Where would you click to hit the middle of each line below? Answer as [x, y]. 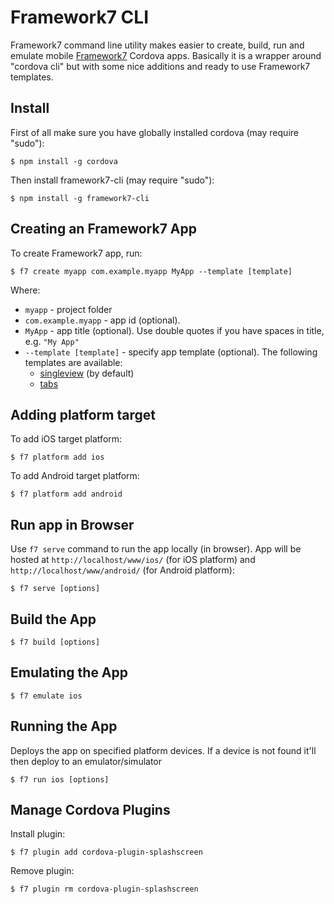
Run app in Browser [72, 524]
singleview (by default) [87, 373]
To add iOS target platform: [66, 439]
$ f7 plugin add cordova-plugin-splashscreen [106, 852]
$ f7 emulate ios [46, 696]
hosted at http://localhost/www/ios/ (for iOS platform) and [133, 560]
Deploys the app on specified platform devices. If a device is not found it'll [163, 750]
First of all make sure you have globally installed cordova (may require [154, 132]
